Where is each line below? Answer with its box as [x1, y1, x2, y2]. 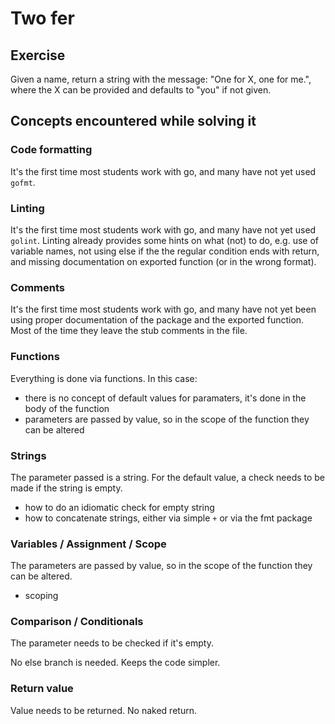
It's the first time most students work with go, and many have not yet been [10, 303, 317, 316]
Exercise [10, 47, 66, 64]
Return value [10, 682, 74, 696]
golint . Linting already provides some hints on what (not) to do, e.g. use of [10, 234, 319, 246]
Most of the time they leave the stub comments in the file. [10, 325, 248, 337]
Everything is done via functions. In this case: [10, 372, 198, 384]
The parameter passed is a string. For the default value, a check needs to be [10, 471, 326, 483]
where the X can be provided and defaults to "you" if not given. [10, 84, 272, 96]
